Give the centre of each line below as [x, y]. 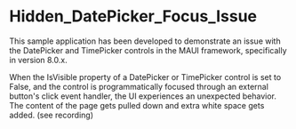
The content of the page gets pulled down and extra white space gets [137, 105]
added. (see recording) [52, 115]
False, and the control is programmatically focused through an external [139, 86]
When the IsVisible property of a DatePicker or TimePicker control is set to [145, 77]
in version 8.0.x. [39, 60]
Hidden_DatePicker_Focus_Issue [133, 16]
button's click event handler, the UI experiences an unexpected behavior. [143, 96]
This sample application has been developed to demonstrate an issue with [145, 41]
